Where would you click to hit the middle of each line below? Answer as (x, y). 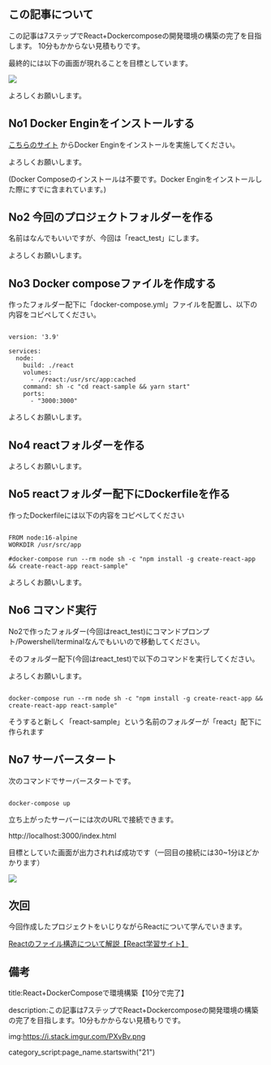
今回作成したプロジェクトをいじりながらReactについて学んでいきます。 (128, 926)
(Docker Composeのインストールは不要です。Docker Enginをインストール (132, 179)
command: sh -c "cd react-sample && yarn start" (107, 387)
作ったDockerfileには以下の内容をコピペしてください (97, 515)
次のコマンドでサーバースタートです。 (72, 780)
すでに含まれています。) (68, 189)
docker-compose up (39, 803)
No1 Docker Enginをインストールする (101, 124)
